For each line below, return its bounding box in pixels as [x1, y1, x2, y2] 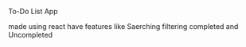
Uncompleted [8, 31, 53, 39]
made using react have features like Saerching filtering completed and [8, 22, 239, 31]
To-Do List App [8, 7, 58, 16]
